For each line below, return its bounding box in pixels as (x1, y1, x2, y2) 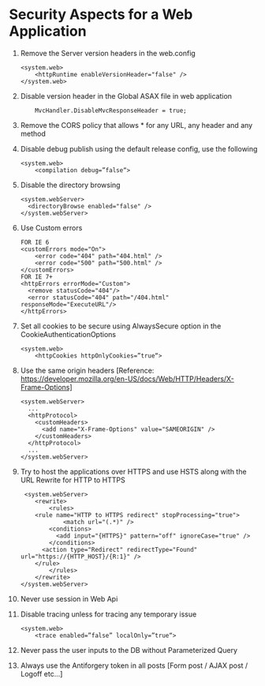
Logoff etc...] (20, 669, 63, 678)
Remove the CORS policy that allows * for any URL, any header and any (20, 120, 253, 129)
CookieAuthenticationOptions (20, 329, 117, 339)
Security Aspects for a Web (9, 6, 193, 24)
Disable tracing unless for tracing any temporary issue (20, 609, 197, 619)
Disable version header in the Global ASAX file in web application (20, 91, 232, 100)
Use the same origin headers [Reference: (20, 365, 155, 375)
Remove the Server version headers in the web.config (20, 48, 196, 58)
